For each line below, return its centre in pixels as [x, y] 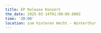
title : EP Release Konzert [33, 9]
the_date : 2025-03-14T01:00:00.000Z [43, 14]
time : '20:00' [20, 18]
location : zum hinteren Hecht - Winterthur [51, 23]
